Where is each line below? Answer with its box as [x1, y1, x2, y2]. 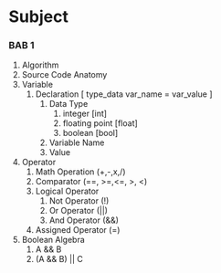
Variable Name [48, 137, 105, 148]
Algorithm [21, 59, 59, 70]
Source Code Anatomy [21, 69, 108, 80]
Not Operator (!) [48, 195, 110, 206]
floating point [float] [62, 118, 138, 129]
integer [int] [62, 108, 107, 120]
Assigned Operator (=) [35, 225, 121, 236]
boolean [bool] [62, 128, 119, 139]
